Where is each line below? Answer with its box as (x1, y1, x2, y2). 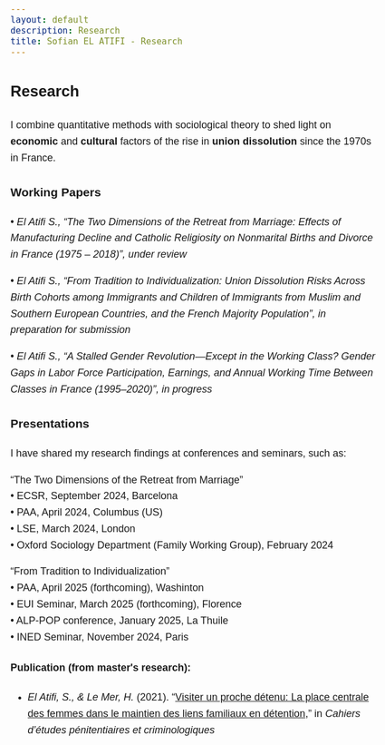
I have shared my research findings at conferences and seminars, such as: (10, 446, 347, 459)
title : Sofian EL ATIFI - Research (10, 36, 183, 47)
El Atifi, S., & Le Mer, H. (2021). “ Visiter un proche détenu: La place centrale (27, 691, 370, 704)
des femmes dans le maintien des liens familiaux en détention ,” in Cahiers (27, 708, 361, 720)
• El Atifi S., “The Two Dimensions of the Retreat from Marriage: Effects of (10, 215, 342, 228)
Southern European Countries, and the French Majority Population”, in (10, 307, 327, 319)
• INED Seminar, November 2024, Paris (10, 631, 189, 643)
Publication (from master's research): (10, 661, 191, 673)
